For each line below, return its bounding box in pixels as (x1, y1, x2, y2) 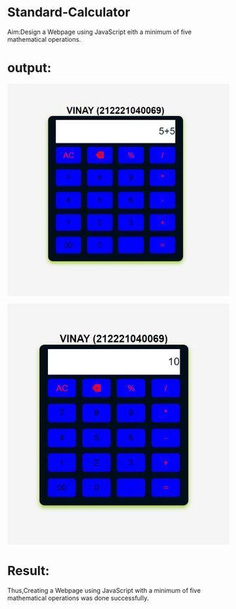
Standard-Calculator (7, 4, 130, 20)
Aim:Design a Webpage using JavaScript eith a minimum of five (7, 28, 192, 36)
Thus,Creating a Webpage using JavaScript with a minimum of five (7, 586, 201, 595)
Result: (7, 563, 50, 579)
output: (7, 60, 51, 76)
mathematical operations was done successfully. (7, 594, 149, 603)
